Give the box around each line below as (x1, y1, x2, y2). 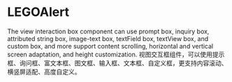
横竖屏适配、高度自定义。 (7, 67, 81, 76)
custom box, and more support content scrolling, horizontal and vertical (7, 42, 214, 50)
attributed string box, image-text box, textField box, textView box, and (7, 34, 209, 42)
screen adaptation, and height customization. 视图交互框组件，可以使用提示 (7, 50, 225, 58)
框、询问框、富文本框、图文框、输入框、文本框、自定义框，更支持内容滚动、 (7, 58, 228, 67)
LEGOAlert (7, 4, 70, 20)
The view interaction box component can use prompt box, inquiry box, (7, 27, 210, 35)
